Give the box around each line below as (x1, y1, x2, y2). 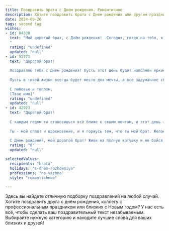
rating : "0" (10, 143, 35, 148)
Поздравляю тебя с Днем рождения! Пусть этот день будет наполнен (10, 68, 152, 73)
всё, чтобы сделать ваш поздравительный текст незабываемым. (5, 209, 145, 215)
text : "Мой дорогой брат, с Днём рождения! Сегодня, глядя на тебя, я (10, 36, 163, 41)
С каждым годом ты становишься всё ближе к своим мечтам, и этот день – (10, 119, 165, 125)
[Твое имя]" (10, 91, 35, 96)
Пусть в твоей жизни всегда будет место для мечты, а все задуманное (10, 77, 158, 82)
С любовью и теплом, (10, 86, 53, 92)
